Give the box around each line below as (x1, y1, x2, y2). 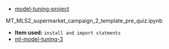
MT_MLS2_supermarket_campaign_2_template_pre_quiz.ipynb (6, 17, 163, 24)
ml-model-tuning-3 (14, 36, 64, 42)
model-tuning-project (14, 6, 69, 12)
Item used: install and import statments (14, 29, 121, 36)
